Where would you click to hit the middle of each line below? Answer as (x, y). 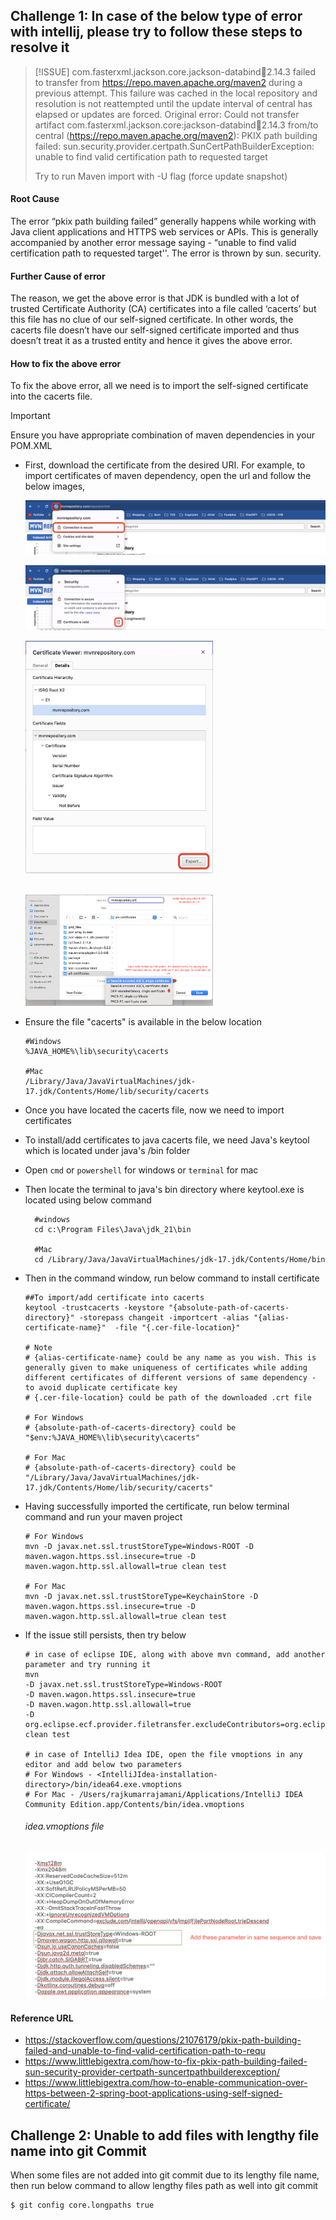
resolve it (40, 47)
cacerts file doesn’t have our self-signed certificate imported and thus (155, 330)
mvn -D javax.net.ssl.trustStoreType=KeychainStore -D (141, 1596)
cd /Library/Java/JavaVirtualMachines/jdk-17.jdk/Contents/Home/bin (180, 1259)
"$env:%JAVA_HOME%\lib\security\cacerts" (112, 1437)
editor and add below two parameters (103, 1764)
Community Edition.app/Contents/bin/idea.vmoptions (134, 1804)
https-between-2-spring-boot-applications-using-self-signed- (153, 2093)
